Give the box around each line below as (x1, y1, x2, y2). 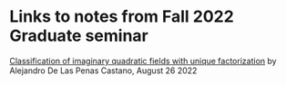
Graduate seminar (9, 25, 148, 46)
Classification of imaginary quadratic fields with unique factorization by (9, 55, 277, 66)
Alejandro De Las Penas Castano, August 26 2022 (9, 65, 198, 76)
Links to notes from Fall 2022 (9, 6, 234, 27)
